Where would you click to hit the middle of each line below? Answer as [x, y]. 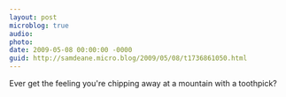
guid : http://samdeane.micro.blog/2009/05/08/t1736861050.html [128, 58]
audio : [21, 34]
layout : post [33, 17]
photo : [21, 42]
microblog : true [39, 26]
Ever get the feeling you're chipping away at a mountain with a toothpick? [143, 83]
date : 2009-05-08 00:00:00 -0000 [71, 50]
